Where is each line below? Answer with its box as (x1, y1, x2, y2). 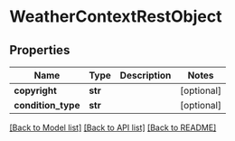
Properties (9, 42, 70, 58)
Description (119, 70, 172, 81)
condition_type (14, 99, 80, 111)
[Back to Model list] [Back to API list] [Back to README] (9, 122, 217, 133)
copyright (14, 84, 57, 97)
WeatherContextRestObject (9, 6, 222, 27)
